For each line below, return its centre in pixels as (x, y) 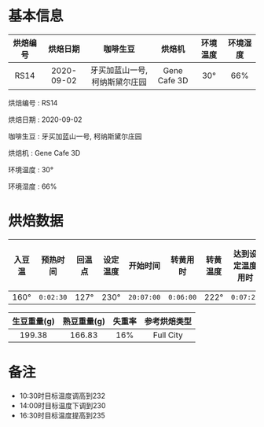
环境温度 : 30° (31, 169)
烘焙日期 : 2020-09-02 (45, 120)
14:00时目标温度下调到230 (62, 405)
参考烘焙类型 (168, 321)
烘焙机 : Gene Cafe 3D (44, 153)
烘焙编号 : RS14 (33, 102)
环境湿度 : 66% (33, 186)
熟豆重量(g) (84, 321)
